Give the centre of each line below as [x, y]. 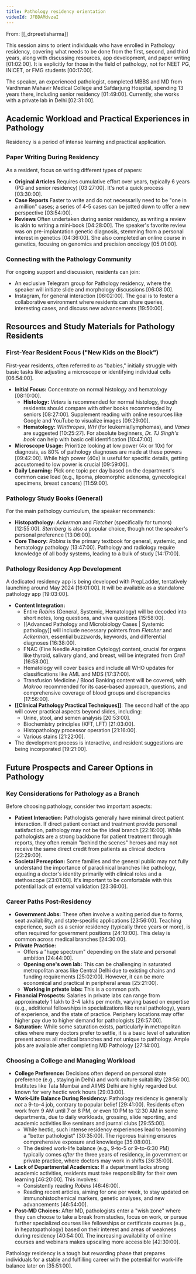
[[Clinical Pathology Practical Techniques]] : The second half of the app [102, 705]
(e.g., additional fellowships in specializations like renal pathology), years [102, 1008]
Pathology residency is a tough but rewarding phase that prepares [86, 1253]
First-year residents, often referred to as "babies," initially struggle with [92, 366]
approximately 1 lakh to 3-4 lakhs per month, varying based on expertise [102, 1002]
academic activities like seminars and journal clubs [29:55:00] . [90, 1124]
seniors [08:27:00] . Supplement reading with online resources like [103, 414]
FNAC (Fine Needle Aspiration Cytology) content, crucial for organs [104, 649]
